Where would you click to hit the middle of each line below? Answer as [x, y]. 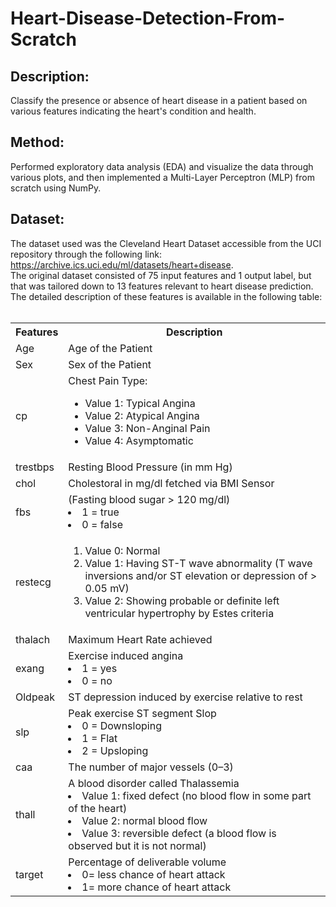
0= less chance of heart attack [153, 874]
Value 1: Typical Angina [140, 403]
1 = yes [99, 668]
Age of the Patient [110, 348]
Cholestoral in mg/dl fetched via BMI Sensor [171, 483]
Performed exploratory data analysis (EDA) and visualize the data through [162, 166]
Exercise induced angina [126, 655]
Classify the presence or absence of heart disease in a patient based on [159, 100]
